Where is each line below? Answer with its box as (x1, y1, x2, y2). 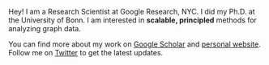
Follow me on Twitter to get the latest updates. (8, 48, 164, 57)
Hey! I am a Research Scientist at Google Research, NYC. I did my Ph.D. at (8, 7, 255, 16)
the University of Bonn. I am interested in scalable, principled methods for (8, 15, 258, 25)
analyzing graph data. (8, 24, 81, 33)
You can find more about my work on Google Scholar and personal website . (8, 39, 261, 49)
